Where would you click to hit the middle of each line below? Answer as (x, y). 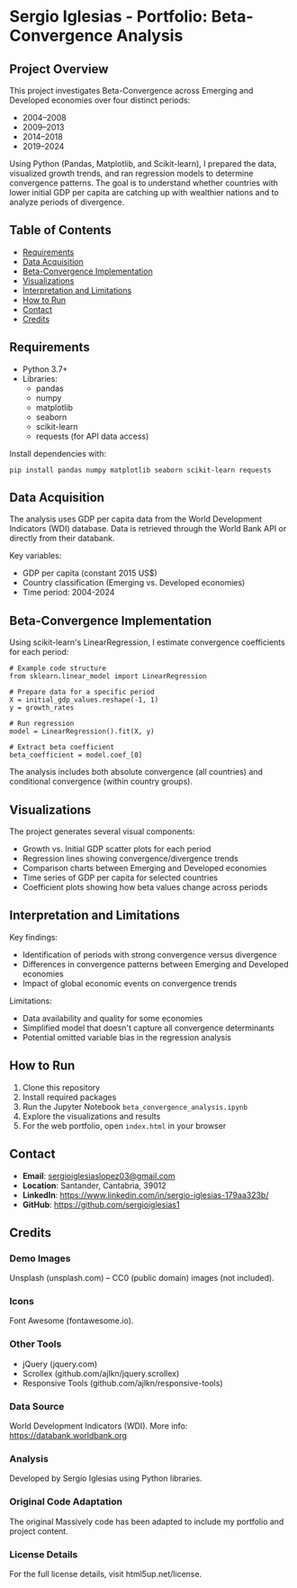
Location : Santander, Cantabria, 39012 (94, 1185)
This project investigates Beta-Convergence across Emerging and (131, 91)
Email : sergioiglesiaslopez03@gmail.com (99, 1175)
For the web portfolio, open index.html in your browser (124, 1125)
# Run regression (42, 724)
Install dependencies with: (58, 453)
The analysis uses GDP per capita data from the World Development (136, 519)
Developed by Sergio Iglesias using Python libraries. (106, 1478)
